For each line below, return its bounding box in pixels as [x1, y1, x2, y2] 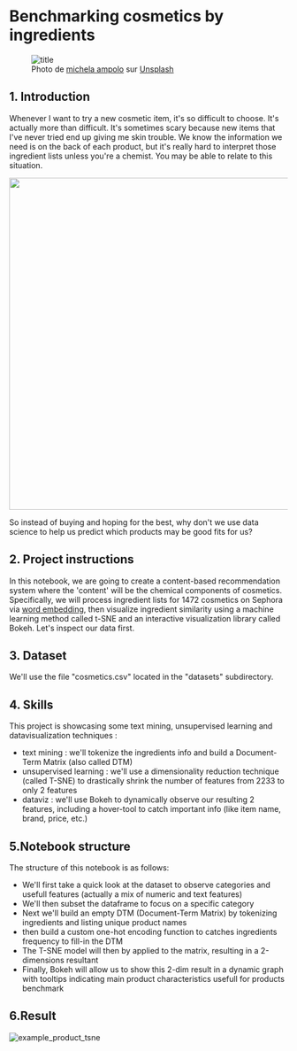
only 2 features [21, 785, 78, 796]
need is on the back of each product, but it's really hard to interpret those [9, 141, 277, 151]
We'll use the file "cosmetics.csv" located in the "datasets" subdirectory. [9, 671, 274, 683]
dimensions [21, 954, 65, 965]
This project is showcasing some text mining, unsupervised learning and [9, 721, 273, 731]
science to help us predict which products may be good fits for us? [9, 526, 254, 537]
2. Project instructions [9, 552, 134, 568]
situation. [9, 159, 43, 170]
